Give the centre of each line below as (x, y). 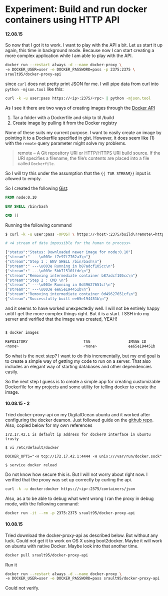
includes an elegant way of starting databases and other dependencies (78, 366)
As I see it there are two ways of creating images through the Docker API (80, 108)
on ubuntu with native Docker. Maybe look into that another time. (72, 546)
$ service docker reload (31, 465)
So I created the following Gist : (37, 188)
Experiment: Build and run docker (76, 9)
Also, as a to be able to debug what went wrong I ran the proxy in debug (79, 498)
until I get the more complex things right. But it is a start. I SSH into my (77, 313)
